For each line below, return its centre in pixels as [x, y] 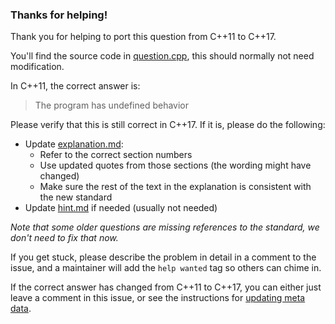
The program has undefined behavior [111, 105]
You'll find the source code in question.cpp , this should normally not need [162, 56]
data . [21, 309]
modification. [37, 67]
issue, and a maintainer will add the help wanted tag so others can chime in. [166, 268]
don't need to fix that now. [64, 238]
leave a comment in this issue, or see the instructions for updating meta [158, 298]
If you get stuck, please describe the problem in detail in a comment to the [163, 257]
